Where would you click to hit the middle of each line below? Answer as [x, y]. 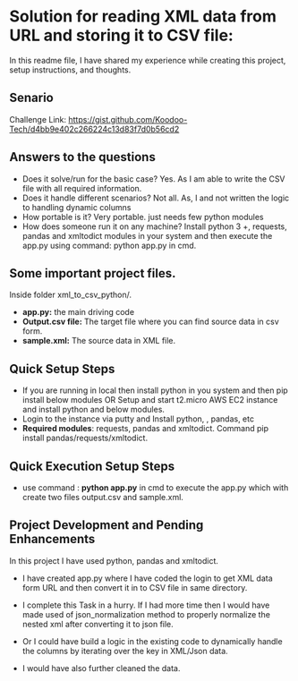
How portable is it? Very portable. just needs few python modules [143, 217]
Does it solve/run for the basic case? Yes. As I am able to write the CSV [153, 179]
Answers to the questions [83, 157]
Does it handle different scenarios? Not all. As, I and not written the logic [156, 198]
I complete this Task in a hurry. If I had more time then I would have [146, 605]
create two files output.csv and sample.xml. [102, 497]
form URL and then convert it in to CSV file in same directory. [135, 587]
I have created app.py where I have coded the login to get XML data [147, 578]
